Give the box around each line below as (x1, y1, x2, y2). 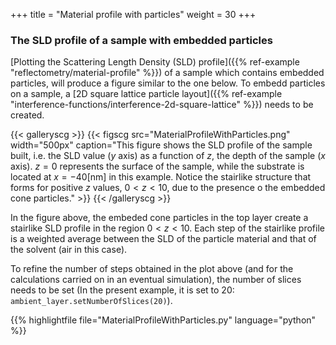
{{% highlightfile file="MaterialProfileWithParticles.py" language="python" (10, 314, 317, 326)
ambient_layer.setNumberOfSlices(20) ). (10, 295, 173, 307)
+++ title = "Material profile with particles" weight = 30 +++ (10, 9, 257, 20)
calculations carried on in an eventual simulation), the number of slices (10, 274, 302, 286)
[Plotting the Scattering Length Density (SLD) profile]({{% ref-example (10, 56, 300, 68)
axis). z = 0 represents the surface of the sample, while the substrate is (10, 160, 305, 173)
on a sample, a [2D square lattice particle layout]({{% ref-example (10, 88, 283, 100)
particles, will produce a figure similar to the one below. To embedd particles (10, 77, 326, 89)
